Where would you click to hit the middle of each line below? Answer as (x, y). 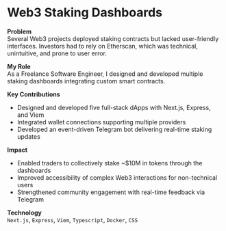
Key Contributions (34, 94)
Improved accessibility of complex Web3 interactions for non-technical (117, 177)
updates (29, 136)
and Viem (30, 115)
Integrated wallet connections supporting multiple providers (101, 122)
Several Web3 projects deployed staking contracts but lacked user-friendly (113, 38)
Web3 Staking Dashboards (85, 13)
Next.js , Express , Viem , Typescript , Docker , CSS (73, 219)
